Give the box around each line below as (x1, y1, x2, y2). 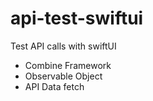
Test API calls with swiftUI (10, 40, 117, 52)
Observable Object (24, 70, 103, 82)
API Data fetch (24, 80, 85, 92)
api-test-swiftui (10, 7, 144, 30)
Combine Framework (24, 59, 112, 71)
